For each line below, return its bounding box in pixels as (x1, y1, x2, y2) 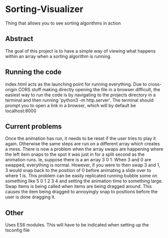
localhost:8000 (5, 108, 37, 114)
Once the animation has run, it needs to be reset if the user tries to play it (5, 135, 156, 141)
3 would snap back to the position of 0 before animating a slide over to (5, 167, 151, 173)
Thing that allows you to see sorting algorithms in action (5, 20, 121, 26)
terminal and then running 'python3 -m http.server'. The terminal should (5, 97, 154, 103)
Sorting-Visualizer (5, 4, 84, 15)
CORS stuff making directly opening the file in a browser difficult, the (18, 86, 160, 92)
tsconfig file (5, 227, 30, 233)
